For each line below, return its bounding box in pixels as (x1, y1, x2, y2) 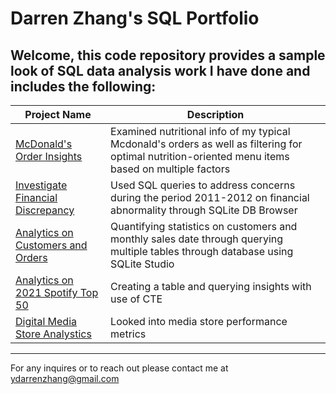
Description (186, 108, 245, 121)
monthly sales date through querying (110, 232, 284, 246)
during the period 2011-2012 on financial (110, 191, 310, 204)
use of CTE (110, 292, 163, 306)
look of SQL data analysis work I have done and (10, 62, 311, 79)
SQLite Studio (110, 257, 175, 271)
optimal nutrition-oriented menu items (110, 150, 290, 163)
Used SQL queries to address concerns (110, 178, 296, 192)
